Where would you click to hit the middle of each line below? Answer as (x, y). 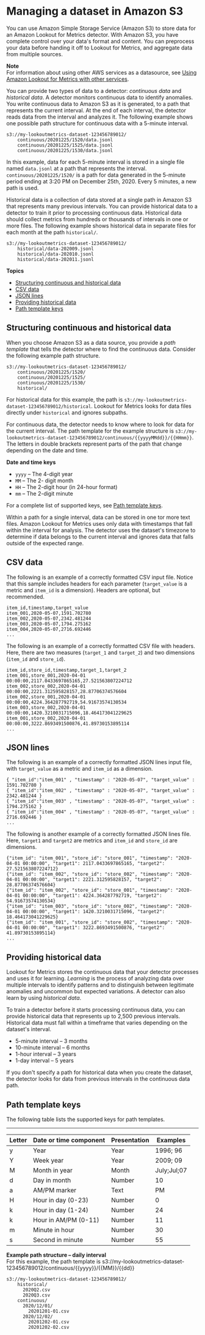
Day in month (52, 1180)
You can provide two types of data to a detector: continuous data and (94, 90)
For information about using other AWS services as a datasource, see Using (102, 72)
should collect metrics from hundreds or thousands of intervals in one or (97, 219)
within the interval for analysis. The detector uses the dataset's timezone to (101, 530)
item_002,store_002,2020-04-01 (46, 686)
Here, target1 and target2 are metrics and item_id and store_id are (92, 840)
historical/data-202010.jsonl (56, 254)
